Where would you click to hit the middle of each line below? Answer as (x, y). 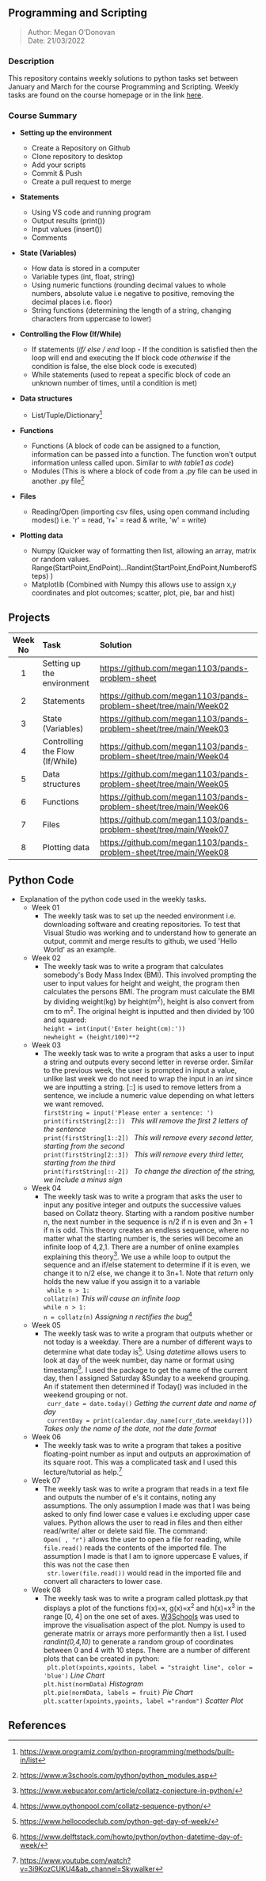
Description (31, 61)
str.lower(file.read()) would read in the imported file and (144, 1573)
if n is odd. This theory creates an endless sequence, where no (146, 1229)
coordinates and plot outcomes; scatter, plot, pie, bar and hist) (133, 592)
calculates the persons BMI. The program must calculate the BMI (149, 992)
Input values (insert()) (67, 230)
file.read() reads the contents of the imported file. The (135, 1548)
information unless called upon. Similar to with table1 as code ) (133, 463)
